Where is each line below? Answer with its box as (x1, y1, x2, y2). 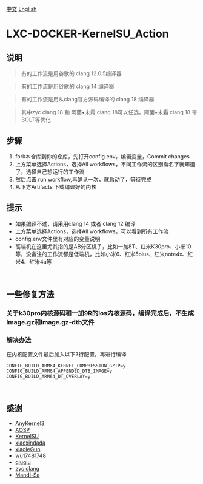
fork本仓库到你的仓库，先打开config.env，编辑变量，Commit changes (15, 152, 190, 160)
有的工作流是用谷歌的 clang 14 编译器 (21, 83, 115, 90)
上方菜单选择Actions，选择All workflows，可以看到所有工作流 (15, 227, 169, 235)
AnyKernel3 (15, 420, 45, 427)
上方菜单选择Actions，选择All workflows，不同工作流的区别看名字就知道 (15, 160, 196, 168)
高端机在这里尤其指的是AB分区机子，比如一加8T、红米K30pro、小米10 (15, 242, 191, 250)
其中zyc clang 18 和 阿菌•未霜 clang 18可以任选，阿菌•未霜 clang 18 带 (21, 109, 198, 115)
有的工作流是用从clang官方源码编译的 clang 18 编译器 (21, 96, 155, 103)
